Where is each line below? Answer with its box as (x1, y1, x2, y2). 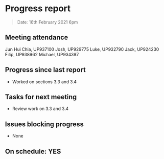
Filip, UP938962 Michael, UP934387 (5, 51, 79, 57)
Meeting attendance (5, 33, 69, 42)
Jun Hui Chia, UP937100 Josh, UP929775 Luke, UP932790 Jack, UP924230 (5, 46, 159, 52)
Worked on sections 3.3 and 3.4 (12, 79, 77, 85)
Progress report (5, 3, 71, 14)
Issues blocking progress (5, 120, 84, 128)
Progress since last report (5, 66, 86, 74)
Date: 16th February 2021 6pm (17, 19, 78, 25)
